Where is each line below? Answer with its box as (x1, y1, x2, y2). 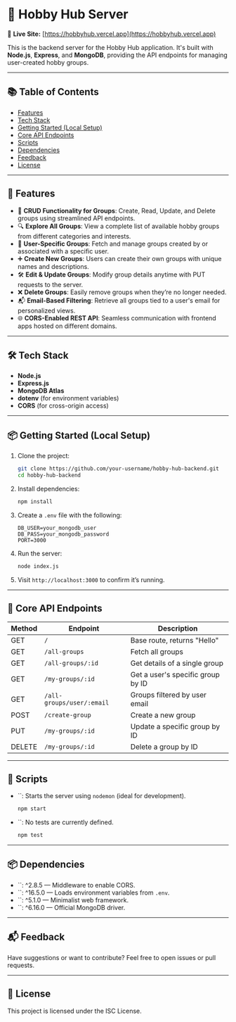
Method (11, 623, 38, 633)
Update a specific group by (130, 721, 220, 731)
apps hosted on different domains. (17, 322, 117, 330)
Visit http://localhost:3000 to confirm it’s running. (17, 575, 165, 583)
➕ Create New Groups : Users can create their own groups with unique (17, 254, 222, 263)
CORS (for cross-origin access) (17, 401, 109, 410)
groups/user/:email (44, 698, 110, 707)
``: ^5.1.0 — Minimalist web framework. (17, 895, 129, 904)
